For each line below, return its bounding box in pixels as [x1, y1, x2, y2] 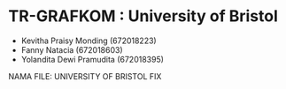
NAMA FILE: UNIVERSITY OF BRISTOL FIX [8, 70, 162, 81]
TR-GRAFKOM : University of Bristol [8, 6, 278, 26]
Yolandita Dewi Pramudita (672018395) [20, 54, 165, 64]
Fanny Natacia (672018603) [20, 44, 123, 55]
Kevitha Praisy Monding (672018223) [20, 35, 157, 46]
